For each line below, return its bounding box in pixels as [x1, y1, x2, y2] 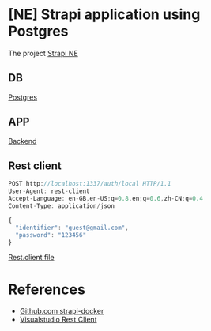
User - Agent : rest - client [8, 187, 90, 195]
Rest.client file [8, 253, 55, 262]
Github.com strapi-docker [19, 307, 104, 316]
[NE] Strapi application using [8, 6, 201, 24]
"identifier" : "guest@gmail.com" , [15, 224, 129, 231]
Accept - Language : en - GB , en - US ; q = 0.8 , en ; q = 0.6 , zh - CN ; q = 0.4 [8, 195, 204, 203]
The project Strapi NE [8, 48, 79, 58]
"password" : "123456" [15, 231, 87, 239]
